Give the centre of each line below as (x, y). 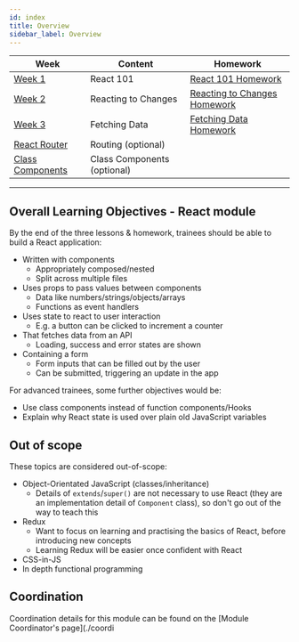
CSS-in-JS (41, 559)
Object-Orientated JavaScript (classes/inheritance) (116, 484)
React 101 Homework (236, 79)
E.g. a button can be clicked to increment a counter (129, 326)
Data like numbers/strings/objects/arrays (110, 297)
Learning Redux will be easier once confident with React (139, 550)
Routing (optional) (128, 145)
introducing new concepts (83, 540)
